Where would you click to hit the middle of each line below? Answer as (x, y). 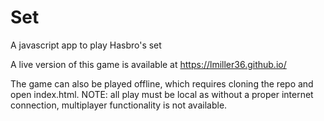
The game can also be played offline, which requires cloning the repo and (162, 83)
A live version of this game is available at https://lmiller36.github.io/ (148, 64)
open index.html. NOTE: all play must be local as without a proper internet (162, 94)
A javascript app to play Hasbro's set (86, 45)
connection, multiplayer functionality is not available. (119, 105)
